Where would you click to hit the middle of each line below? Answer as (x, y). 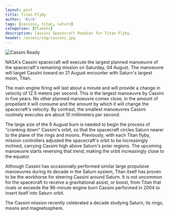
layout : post (19, 10)
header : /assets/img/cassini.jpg (40, 38)
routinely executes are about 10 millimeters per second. (63, 114)
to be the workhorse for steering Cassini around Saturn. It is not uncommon (84, 177)
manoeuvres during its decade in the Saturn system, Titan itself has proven (83, 171)
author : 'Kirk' (21, 19)
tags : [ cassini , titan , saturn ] (39, 24)
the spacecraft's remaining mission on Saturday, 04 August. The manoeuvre (84, 67)
